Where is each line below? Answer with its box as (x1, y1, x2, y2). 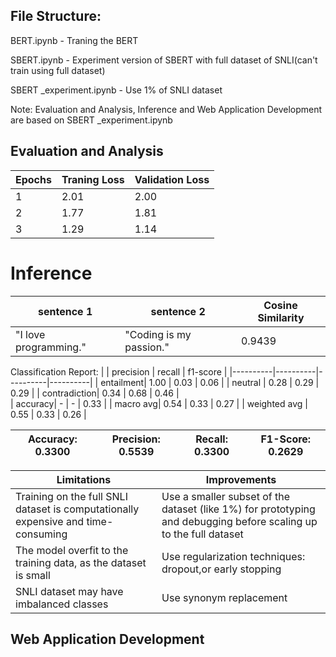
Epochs (15, 172, 52, 186)
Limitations (56, 472, 112, 486)
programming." (15, 340, 87, 354)
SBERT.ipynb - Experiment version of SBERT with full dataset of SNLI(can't (10, 54, 318, 66)
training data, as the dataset (15, 555, 147, 569)
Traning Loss (61, 172, 125, 186)
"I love (15, 327, 46, 341)
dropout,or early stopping (161, 562, 282, 576)
